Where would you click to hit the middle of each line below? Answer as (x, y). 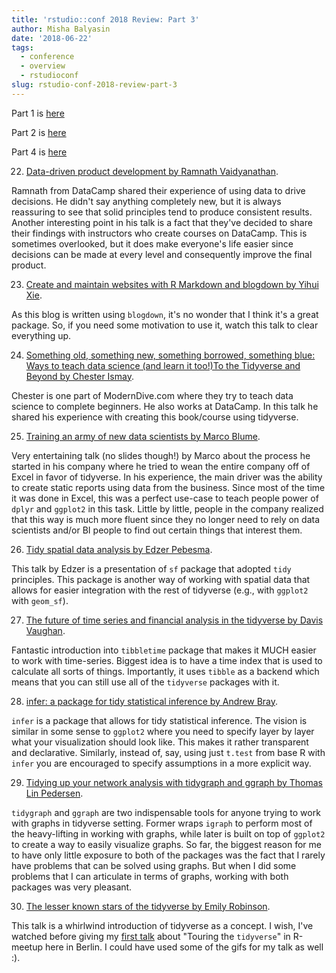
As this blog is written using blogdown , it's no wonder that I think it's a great (165, 314)
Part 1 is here (38, 113)
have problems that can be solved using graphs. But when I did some (154, 865)
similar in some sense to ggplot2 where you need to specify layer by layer (163, 731)
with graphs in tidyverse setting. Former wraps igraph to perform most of (162, 823)
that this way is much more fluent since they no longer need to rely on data (166, 519)
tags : (22, 47)
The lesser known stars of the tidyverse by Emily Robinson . (148, 906)
